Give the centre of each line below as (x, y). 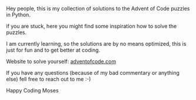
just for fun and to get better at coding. (53, 50)
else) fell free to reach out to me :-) (49, 79)
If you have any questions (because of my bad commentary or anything (93, 73)
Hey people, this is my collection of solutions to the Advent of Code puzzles (98, 9)
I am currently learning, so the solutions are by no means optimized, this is (96, 44)
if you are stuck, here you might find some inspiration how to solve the (92, 26)
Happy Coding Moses (32, 90)
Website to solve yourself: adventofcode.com (61, 61)
